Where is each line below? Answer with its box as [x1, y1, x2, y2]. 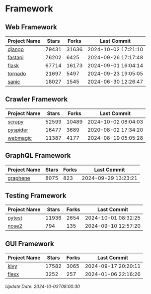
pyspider [7, 126, 28, 133]
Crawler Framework [5, 95, 68, 103]
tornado [7, 70, 26, 77]
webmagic [7, 134, 32, 141]
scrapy [7, 118, 24, 125]
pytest [7, 214, 22, 221]
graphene [7, 175, 31, 182]
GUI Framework [5, 239, 55, 248]
